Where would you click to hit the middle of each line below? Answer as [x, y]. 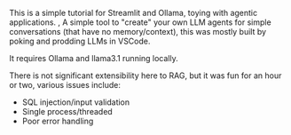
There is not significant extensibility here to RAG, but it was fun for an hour [145, 75]
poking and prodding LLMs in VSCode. [80, 41]
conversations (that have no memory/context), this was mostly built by [138, 32]
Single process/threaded [67, 111]
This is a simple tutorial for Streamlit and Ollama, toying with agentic [134, 13]
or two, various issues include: [65, 85]
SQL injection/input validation [76, 102]
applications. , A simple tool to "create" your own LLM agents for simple [141, 22]
